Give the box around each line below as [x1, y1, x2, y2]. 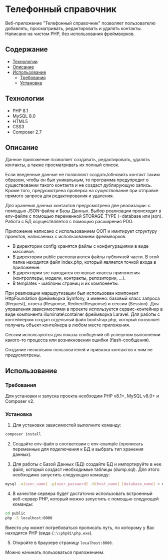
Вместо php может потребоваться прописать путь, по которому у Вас [5, 524, 155, 530]
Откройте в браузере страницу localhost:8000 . [12, 539, 113, 545]
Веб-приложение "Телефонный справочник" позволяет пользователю [5, 20, 156, 26]
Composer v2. [5, 398, 35, 404]
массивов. [12, 249, 35, 255]
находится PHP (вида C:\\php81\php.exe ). [5, 529, 93, 536]
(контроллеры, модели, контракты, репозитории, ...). [12, 275, 126, 281]
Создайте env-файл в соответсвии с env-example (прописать [12, 441, 143, 447]
